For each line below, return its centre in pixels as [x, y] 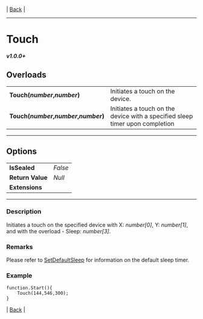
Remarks [20, 247]
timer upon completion [142, 124]
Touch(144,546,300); [43, 293]
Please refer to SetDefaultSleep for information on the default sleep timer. [98, 260]
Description [24, 212]
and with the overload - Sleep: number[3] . [59, 231]
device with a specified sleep [152, 116]
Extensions [26, 187]
